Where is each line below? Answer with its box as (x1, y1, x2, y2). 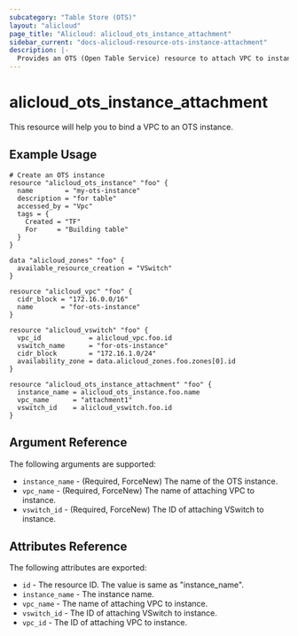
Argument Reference (9, 435, 128, 450)
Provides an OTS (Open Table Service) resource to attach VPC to (17, 54, 264, 63)
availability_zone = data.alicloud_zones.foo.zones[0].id (17, 356, 237, 366)
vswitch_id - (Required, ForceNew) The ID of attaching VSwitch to (21, 504, 264, 515)
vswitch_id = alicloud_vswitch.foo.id (17, 403, 173, 412)
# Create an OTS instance (9, 170, 105, 180)
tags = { (17, 209, 50, 218)
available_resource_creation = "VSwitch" (17, 263, 173, 273)
